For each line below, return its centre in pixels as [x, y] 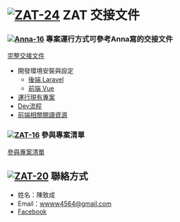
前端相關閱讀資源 [42, 115]
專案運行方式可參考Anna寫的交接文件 [109, 39]
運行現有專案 [36, 98]
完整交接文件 [26, 56]
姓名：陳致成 [36, 194]
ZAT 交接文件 [101, 15]
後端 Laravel [46, 80]
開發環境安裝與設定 [46, 71]
